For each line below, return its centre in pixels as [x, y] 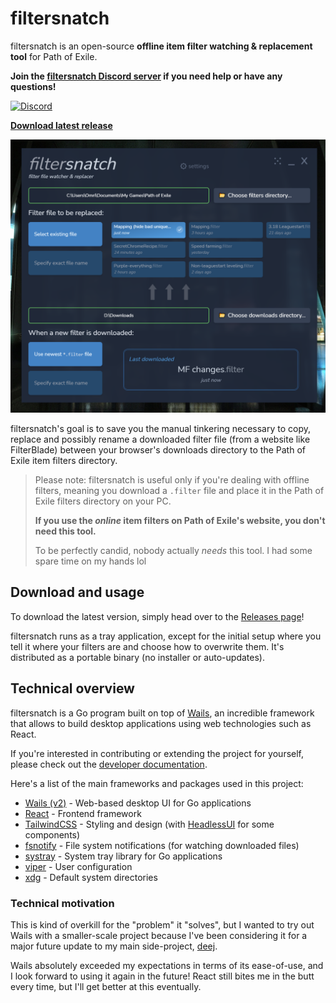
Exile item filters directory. [64, 460]
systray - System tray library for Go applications [123, 856]
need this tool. [65, 531]
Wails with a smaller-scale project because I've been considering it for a [159, 935]
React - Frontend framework [83, 813]
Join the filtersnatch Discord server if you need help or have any [146, 76]
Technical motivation [62, 903]
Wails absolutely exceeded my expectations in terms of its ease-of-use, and [167, 965]
